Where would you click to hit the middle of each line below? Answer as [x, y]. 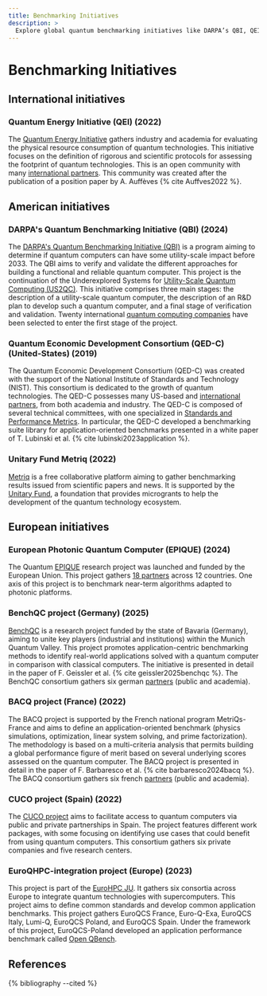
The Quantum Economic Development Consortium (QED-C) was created [126, 371]
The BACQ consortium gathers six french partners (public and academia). [129, 778]
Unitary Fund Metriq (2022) [62, 459]
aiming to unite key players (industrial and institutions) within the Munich [127, 639]
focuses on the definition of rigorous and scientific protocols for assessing [130, 156]
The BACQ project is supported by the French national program [112, 719]
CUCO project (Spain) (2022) [65, 799]
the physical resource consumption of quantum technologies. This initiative [131, 147]
